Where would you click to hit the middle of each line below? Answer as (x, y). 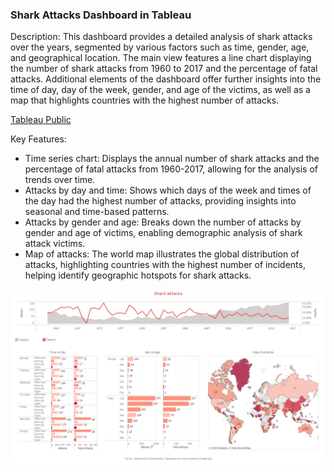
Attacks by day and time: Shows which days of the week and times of (168, 190)
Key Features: (38, 139)
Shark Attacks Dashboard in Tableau (101, 15)
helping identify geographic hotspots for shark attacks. (138, 275)
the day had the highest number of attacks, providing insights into (160, 201)
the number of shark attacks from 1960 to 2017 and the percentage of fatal (164, 69)
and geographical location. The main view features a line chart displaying (161, 58)
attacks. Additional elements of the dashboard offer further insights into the (166, 79)
